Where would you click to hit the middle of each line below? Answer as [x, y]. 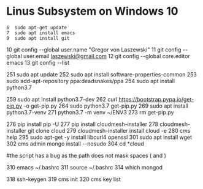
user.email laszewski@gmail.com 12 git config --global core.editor [107, 56]
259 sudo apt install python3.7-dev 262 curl [62, 99]
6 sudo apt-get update [37, 28]
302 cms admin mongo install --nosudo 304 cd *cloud [75, 143]
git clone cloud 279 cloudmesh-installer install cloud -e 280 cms [109, 130]
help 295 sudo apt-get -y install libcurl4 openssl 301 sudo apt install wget [99, 137]
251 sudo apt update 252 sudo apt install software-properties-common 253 [102, 74]
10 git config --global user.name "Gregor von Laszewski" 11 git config [94, 50]
